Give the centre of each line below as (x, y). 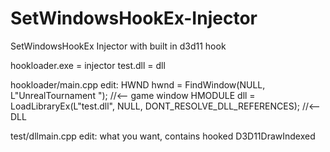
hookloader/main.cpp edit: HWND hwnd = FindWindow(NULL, (138, 84)
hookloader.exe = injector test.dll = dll (88, 65)
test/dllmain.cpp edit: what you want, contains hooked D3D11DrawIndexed (163, 136)
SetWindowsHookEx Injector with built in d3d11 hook (118, 46)
